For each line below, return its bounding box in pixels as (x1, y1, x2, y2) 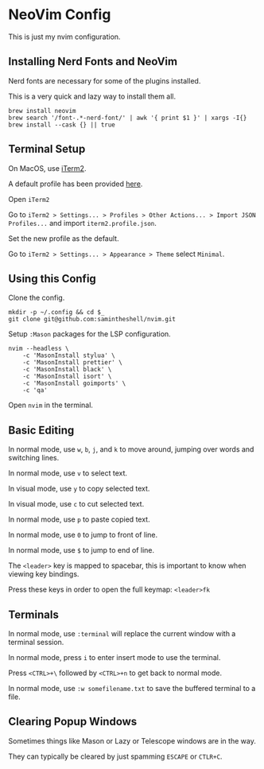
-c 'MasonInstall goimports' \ (22, 379, 126, 387)
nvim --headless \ (8, 344, 69, 353)
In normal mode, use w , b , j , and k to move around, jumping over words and (8, 445, 254, 454)
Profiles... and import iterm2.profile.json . (8, 218, 157, 227)
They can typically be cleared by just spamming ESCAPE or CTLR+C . (8, 752, 223, 761)
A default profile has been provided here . (8, 179, 143, 188)
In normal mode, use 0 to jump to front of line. (8, 530, 157, 540)
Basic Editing (8, 423, 75, 437)
